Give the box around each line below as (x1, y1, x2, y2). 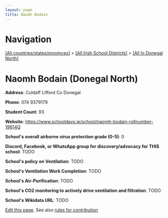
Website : (5, 119, 24, 125)
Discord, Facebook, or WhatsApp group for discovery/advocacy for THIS (5, 143, 159, 149)
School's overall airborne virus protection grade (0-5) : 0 (5, 134, 124, 140)
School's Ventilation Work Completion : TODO (5, 168, 101, 174)
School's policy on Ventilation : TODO (5, 158, 84, 164)
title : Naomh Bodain (5, 12, 48, 17)
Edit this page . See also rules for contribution (5, 207, 98, 213)
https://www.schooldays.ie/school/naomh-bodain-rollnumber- (24, 119, 153, 125)
